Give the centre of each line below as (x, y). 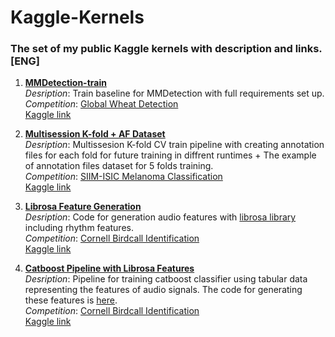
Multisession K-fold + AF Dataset (95, 134)
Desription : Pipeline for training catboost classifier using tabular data (166, 279)
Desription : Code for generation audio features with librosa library (160, 217)
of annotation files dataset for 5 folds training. (119, 166)
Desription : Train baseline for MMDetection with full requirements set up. (174, 93)
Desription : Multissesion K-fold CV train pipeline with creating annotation (174, 145)
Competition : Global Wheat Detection (101, 104)
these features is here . (71, 300)
